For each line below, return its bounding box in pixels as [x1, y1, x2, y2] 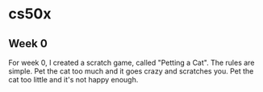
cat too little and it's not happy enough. [8, 75, 139, 84]
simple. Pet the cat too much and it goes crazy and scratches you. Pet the [8, 66, 254, 76]
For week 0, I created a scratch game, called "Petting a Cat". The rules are [8, 58, 255, 67]
